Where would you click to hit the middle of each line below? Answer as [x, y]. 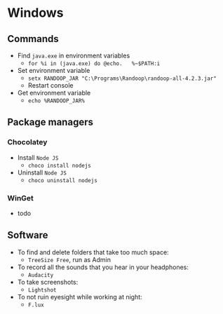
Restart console [50, 85]
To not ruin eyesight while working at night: [80, 296]
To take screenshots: [48, 282]
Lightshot [42, 290]
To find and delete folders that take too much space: [93, 252]
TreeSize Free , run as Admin [69, 259]
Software [28, 235]
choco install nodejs [59, 165]
